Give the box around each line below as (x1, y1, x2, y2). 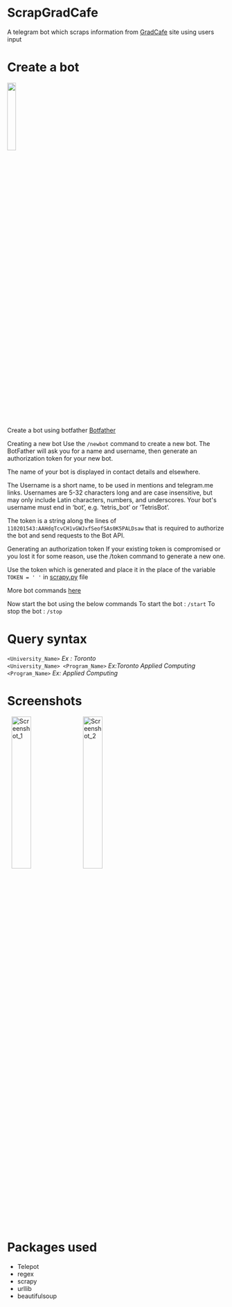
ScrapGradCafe (7, 5, 98, 21)
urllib (17, 1284, 33, 1292)
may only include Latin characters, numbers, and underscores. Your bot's (7, 495, 217, 504)
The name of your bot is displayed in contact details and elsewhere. (7, 468, 201, 476)
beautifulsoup (17, 1292, 57, 1300)
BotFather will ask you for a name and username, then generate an (7, 447, 197, 455)
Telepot (17, 1262, 39, 1270)
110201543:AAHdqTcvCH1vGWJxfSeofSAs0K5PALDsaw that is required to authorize (7, 524, 224, 532)
